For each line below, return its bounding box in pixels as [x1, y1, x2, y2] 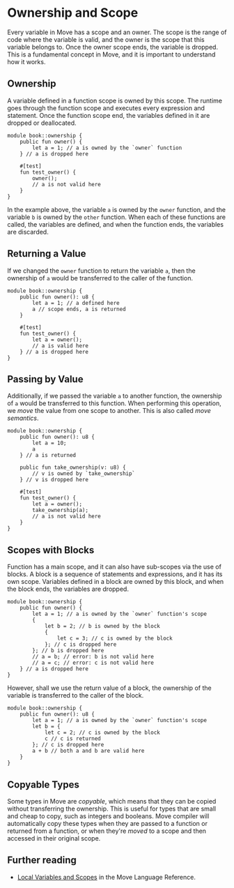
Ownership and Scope [7, 5, 139, 21]
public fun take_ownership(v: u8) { [19, 464, 127, 472]
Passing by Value [7, 373, 84, 385]
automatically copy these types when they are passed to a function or [7, 820, 208, 827]
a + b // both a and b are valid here [32, 748, 145, 755]
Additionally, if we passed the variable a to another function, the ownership [7, 392, 222, 400]
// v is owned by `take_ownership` [32, 470, 136, 477]
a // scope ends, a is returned [32, 306, 127, 313]
